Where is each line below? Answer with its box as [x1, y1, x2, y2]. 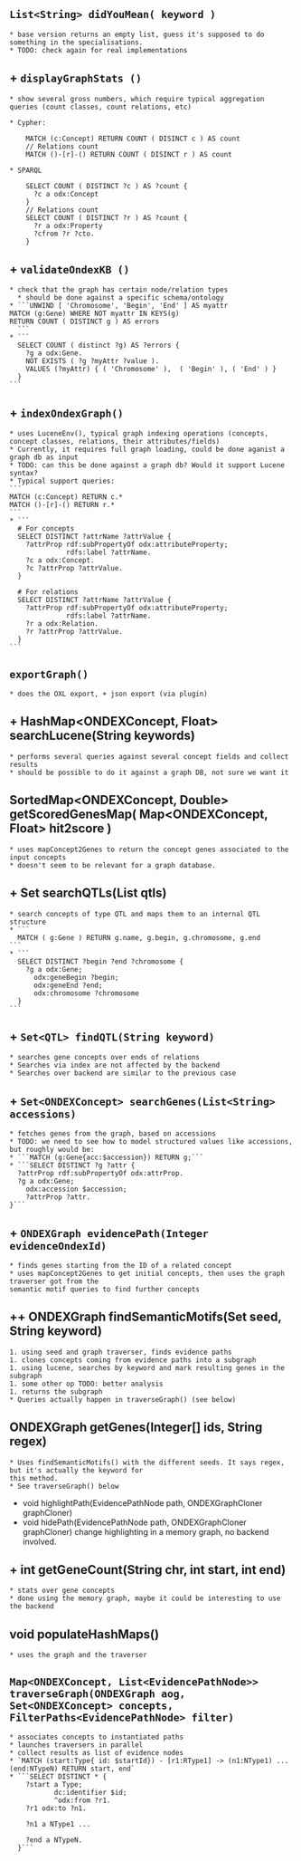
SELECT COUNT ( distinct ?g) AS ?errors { [17, 341, 180, 350]
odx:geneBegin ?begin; [33, 973, 119, 982]
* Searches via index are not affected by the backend [9, 1060, 221, 1070]
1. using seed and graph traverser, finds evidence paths [9, 1348, 232, 1357]
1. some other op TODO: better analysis [9, 1379, 165, 1388]
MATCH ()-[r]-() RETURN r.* [9, 501, 116, 510]
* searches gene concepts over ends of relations [9, 1053, 201, 1062]
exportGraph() [9, 667, 89, 681]
